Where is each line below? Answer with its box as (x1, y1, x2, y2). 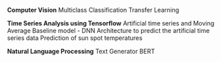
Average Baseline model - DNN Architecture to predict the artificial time (7, 27, 210, 34)
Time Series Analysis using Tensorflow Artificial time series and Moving (7, 19, 215, 27)
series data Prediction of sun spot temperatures (7, 34, 143, 42)
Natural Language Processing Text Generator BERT (7, 48, 155, 55)
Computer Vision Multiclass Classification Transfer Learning (7, 6, 180, 14)
